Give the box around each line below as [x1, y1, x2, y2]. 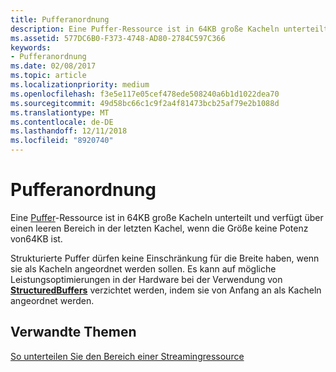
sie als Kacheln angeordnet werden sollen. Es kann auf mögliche [10, 262, 277, 275]
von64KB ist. [10, 232, 63, 245]
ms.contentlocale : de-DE [10, 117, 114, 127]
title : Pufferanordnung [10, 14, 110, 25]
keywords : [10, 42, 52, 53]
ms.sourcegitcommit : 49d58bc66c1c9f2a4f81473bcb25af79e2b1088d [10, 98, 280, 108]
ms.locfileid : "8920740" [10, 136, 114, 146]
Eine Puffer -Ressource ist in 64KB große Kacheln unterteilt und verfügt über [10, 211, 324, 223]
